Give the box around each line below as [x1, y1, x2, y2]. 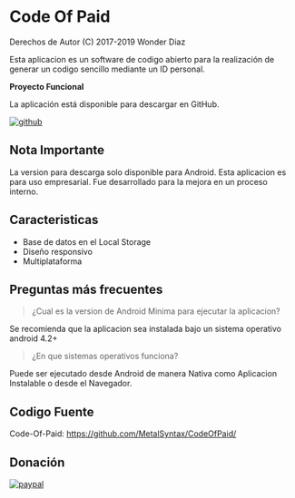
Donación [9, 454, 65, 470]
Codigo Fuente [9, 404, 94, 419]
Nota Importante [9, 142, 105, 158]
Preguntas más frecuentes [9, 281, 163, 297]
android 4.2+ [9, 333, 58, 344]
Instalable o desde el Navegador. [9, 378, 133, 389]
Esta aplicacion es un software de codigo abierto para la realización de [9, 54, 275, 64]
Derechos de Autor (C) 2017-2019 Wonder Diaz [9, 36, 186, 47]
